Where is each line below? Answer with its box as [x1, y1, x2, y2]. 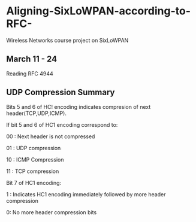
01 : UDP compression [6, 144, 61, 151]
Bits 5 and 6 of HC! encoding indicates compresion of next [6, 103, 151, 110]
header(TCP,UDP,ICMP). [6, 110, 67, 117]
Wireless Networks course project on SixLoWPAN [6, 37, 129, 44]
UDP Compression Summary [6, 87, 115, 98]
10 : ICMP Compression [6, 156, 64, 163]
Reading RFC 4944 [6, 70, 53, 77]
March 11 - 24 [6, 54, 58, 64]
